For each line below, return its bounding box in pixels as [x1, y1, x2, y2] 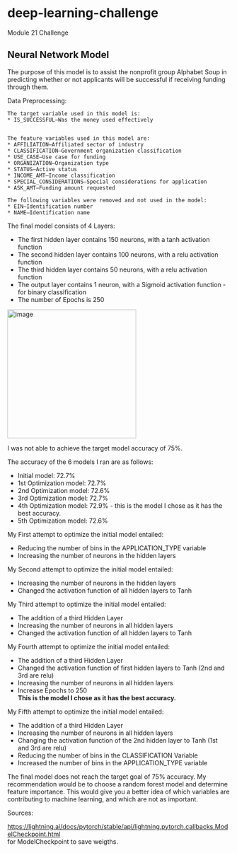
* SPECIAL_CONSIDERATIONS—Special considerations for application [7, 178, 207, 185]
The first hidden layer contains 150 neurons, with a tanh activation [17, 235, 210, 243]
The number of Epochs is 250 [17, 295, 105, 303]
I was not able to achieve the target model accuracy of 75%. [7, 443, 183, 452]
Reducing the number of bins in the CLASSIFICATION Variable [17, 751, 198, 760]
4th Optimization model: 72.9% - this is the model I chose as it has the [17, 501, 223, 510]
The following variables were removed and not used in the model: [7, 197, 207, 204]
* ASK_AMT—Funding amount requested [7, 184, 115, 192]
